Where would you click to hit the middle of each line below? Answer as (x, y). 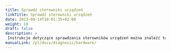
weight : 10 (17, 24)
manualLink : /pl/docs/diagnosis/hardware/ (51, 43)
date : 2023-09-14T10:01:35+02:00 (41, 19)
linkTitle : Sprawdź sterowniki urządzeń (49, 15)
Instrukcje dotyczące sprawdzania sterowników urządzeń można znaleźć (84, 38)
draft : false (19, 29)
